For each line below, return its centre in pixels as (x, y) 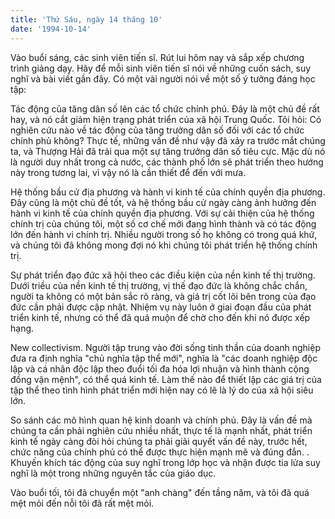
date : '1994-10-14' (51, 29)
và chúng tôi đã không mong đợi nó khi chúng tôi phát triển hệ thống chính (164, 245)
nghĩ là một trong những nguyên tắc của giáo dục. (113, 473)
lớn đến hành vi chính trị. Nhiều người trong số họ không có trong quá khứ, (164, 234)
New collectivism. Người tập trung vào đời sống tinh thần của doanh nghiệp (165, 347)
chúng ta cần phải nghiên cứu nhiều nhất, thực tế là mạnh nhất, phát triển (161, 430)
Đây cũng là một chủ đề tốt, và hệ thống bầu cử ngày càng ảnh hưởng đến (163, 202)
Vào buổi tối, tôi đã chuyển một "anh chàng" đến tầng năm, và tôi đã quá (160, 492)
